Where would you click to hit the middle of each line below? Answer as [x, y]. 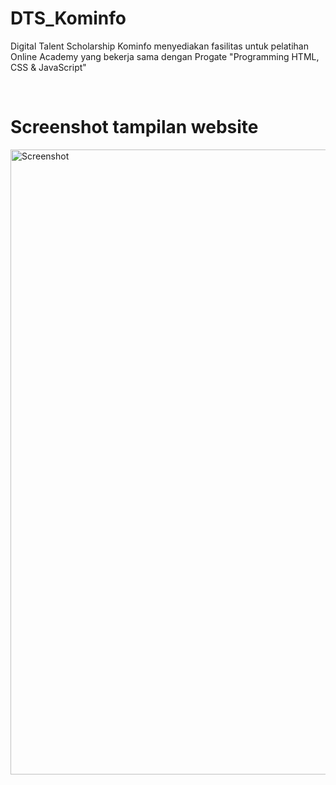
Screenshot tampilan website [134, 127]
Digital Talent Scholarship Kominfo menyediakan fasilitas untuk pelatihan [159, 46]
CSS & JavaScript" [48, 67]
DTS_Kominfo [68, 18]
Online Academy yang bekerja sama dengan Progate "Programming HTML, [165, 56]
